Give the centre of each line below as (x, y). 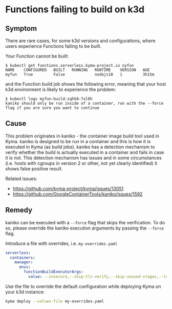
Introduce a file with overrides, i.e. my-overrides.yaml (61, 243)
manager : (24, 262)
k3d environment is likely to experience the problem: (61, 89)
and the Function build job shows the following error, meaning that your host (86, 84)
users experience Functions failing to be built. (53, 46)
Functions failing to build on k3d (75, 9)
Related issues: (21, 179)
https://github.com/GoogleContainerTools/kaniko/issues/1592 (78, 194)
